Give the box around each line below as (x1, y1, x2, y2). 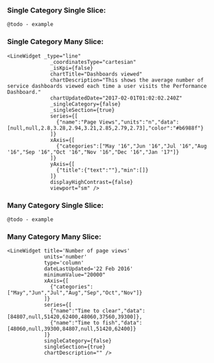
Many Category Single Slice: (7, 200, 104, 210)
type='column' (43, 259, 84, 266)
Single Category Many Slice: (7, 37, 104, 47)
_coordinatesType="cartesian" (50, 58, 136, 65)
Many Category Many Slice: (7, 232, 102, 242)
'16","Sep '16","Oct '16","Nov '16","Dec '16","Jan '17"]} (7, 148, 180, 156)
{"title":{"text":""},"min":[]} (56, 167, 149, 174)
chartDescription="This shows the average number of (50, 76, 204, 84)
